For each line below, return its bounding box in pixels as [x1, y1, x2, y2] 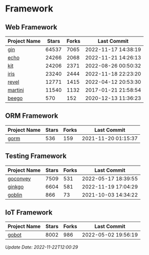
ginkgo [7, 183, 24, 190]
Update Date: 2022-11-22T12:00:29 [5, 244, 78, 250]
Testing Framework [5, 152, 67, 160]
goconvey [7, 175, 31, 182]
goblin [7, 191, 22, 198]
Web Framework [5, 23, 57, 31]
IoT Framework [5, 208, 53, 217]
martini [7, 87, 24, 93]
